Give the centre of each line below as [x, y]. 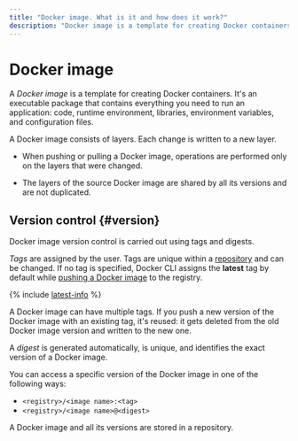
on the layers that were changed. [82, 166]
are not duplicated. [56, 192]
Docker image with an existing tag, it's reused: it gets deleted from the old [144, 321]
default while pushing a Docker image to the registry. [106, 278]
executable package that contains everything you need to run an [127, 104]
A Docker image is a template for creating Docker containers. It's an [133, 94]
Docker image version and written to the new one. [101, 331]
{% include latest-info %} [55, 295]
